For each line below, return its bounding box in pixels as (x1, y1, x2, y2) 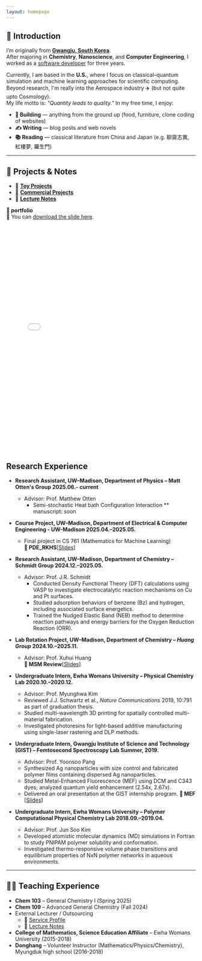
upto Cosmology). (6, 93, 51, 100)
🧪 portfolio (6, 207, 33, 214)
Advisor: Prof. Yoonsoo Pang (23, 758, 96, 766)
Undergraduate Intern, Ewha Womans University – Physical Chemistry (14, 672, 194, 679)
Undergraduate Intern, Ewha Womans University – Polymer (14, 808, 165, 816)
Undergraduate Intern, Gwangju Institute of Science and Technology (14, 740, 190, 748)
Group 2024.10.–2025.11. (14, 643, 78, 650)
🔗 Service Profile (23, 916, 66, 923)
